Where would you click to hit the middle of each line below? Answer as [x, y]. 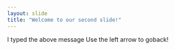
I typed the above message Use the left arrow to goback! [88, 39]
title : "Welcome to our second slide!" [64, 20]
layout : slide [28, 13]
